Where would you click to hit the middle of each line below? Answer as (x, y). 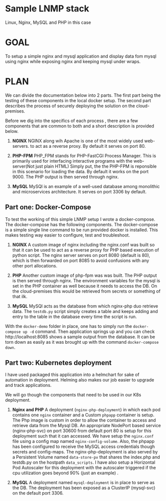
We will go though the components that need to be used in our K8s (73, 395)
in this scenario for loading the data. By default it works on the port (81, 171)
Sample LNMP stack (47, 9)
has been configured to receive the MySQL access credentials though (83, 446)
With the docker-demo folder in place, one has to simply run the (69, 326)
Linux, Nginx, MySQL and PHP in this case (48, 22)
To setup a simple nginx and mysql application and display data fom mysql (81, 56)
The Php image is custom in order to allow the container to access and (84, 420)
